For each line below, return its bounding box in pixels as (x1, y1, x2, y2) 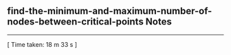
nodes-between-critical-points (7, 16, 144, 28)
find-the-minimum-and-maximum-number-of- (7, 5, 212, 17)
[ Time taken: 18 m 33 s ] (7, 40, 78, 48)
